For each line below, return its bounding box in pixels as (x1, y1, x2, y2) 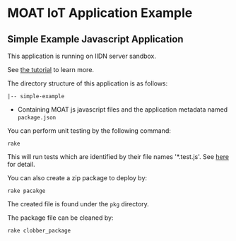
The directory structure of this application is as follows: (7, 79, 168, 88)
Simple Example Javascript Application (7, 33, 184, 45)
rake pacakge (7, 187, 46, 194)
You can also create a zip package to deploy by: (7, 174, 147, 182)
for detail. (7, 160, 35, 168)
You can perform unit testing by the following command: (7, 127, 171, 135)
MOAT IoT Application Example (7, 5, 193, 21)
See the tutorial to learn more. (7, 66, 94, 74)
